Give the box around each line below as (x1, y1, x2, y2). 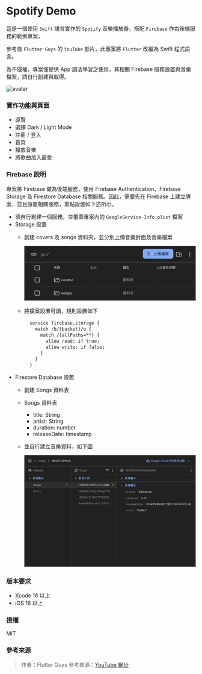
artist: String (32, 417, 64, 425)
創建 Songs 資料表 (23, 387, 70, 394)
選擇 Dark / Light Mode (14, 123, 72, 131)
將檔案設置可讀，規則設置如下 (23, 307, 98, 314)
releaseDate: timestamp (32, 431, 92, 438)
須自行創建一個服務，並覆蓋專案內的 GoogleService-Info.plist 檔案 (14, 213, 183, 220)
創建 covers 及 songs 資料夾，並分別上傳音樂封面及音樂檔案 (23, 233, 173, 240)
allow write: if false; (45, 345, 105, 351)
